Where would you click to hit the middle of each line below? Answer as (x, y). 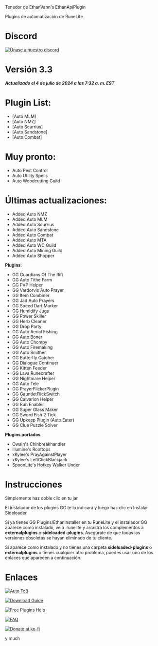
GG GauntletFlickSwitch (36, 394)
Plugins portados (23, 434)
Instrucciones (34, 484)
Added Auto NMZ (29, 214)
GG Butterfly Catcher (33, 357)
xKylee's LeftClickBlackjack (40, 459)
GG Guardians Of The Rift (37, 274)
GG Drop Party (27, 326)
